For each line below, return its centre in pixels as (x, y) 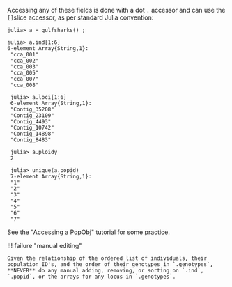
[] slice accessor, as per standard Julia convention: (80, 17)
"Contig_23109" (32, 116)
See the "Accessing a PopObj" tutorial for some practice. (89, 232)
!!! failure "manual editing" (45, 246)
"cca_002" (24, 61)
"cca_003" (24, 67)
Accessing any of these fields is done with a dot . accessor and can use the (116, 10)
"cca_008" (24, 85)
